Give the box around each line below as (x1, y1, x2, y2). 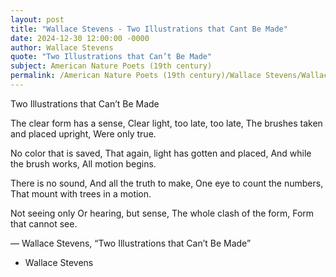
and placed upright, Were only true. (10, 127, 157, 140)
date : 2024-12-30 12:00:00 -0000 (10, 33, 150, 43)
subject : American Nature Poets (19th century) (10, 61, 213, 71)
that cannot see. (10, 217, 78, 230)
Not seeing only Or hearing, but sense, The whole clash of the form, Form (10, 207, 315, 219)
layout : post (10, 14, 65, 25)
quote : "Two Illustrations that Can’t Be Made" (10, 52, 213, 62)
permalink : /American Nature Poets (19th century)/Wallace (10, 71, 262, 81)
